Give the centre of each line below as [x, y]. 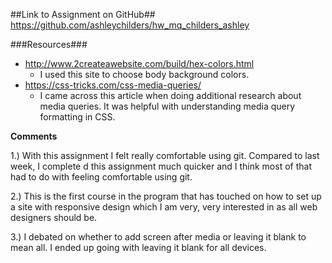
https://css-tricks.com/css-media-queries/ [113, 85]
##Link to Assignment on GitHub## [83, 14]
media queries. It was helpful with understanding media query [167, 106]
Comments [34, 136]
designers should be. [54, 217]
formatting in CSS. [77, 117]
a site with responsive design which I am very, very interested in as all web [164, 207]
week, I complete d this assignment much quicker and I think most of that [161, 166]
